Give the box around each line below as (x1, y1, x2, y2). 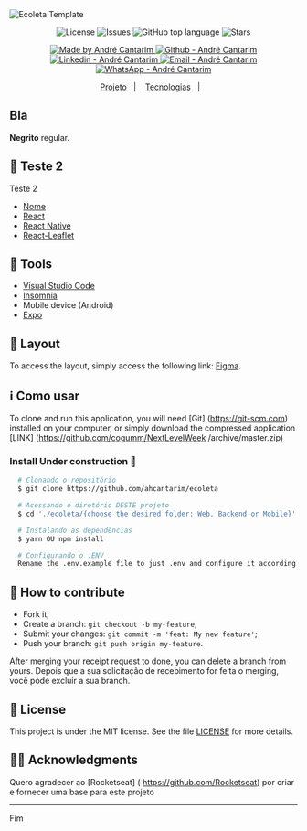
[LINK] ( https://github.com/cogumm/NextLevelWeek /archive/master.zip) (9, 432, 284, 443)
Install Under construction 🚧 (9, 454, 137, 467)
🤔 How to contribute (9, 584, 125, 600)
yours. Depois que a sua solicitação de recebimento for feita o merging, (9, 666, 280, 677)
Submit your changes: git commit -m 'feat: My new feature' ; (22, 628, 258, 639)
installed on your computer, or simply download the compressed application (9, 422, 296, 433)
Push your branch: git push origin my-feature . (22, 638, 204, 649)
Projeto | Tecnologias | (100, 81, 201, 92)
